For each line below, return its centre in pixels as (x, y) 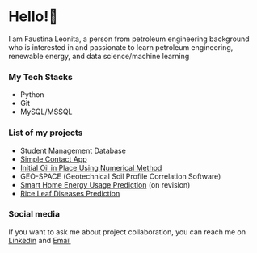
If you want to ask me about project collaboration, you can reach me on (127, 232)
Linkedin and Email (40, 240)
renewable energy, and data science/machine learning (99, 56)
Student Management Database (73, 150)
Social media (34, 214)
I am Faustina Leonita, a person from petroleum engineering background (129, 39)
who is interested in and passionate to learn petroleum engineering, (121, 47)
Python (32, 95)
